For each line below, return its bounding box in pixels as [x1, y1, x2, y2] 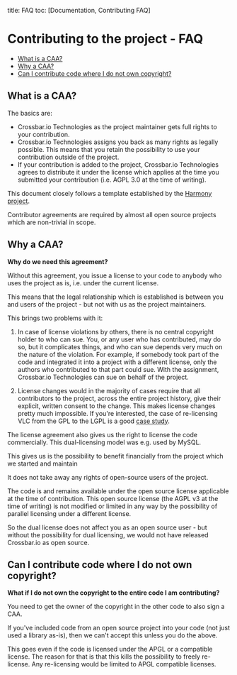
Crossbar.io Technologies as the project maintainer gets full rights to [17, 122, 217, 131]
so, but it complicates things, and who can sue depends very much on [17, 342, 223, 351]
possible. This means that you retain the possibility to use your [17, 145, 200, 153]
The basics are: [7, 109, 53, 117]
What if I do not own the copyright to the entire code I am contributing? [7, 588, 220, 597]
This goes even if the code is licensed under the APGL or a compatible [7, 645, 213, 654]
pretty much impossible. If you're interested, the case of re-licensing [17, 409, 218, 417]
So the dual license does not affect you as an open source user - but [7, 523, 207, 532]
